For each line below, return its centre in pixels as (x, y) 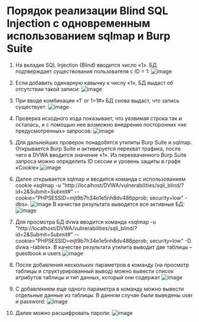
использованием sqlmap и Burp (89, 36)
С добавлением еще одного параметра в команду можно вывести (99, 289)
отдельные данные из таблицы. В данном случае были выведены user (104, 295)
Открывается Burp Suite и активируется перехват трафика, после (98, 149)
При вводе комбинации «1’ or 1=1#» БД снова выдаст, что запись (97, 100)
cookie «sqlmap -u (38, 185)
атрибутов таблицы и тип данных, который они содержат (88, 277)
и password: (30, 301)
